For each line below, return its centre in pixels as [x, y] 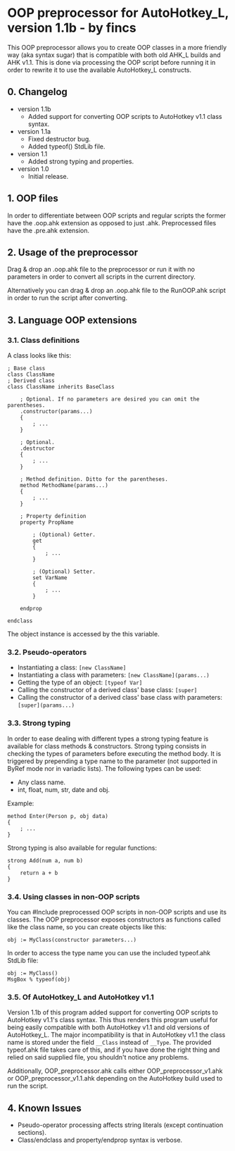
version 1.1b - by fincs [72, 28]
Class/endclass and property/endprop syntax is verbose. [100, 1140]
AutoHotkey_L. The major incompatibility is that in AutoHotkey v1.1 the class [116, 1035]
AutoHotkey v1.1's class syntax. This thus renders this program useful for [113, 1020]
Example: [21, 803]
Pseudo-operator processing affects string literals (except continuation [120, 1125]
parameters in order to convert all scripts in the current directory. [101, 277]
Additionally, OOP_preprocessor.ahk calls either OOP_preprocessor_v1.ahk [115, 1071]
